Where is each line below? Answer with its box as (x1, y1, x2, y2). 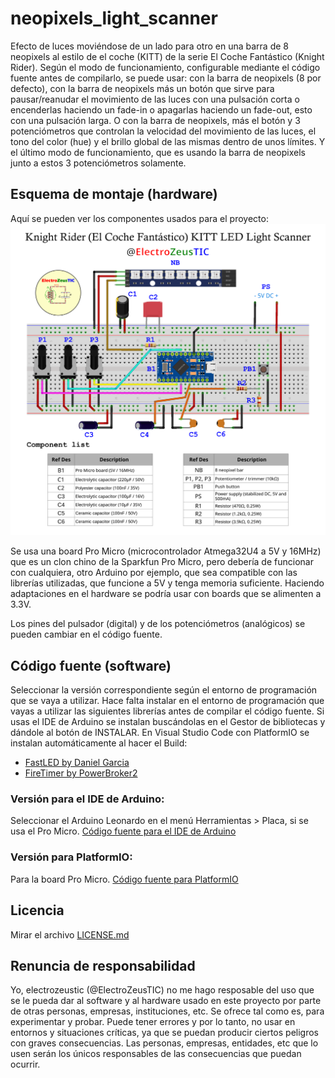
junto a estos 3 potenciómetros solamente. (10, 157, 187, 169)
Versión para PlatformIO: (10, 850, 133, 864)
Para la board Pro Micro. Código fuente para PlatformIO (10, 873, 239, 885)
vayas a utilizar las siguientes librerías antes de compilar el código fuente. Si (10, 705, 325, 717)
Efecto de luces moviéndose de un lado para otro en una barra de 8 (10, 40, 289, 52)
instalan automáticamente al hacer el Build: (10, 737, 188, 749)
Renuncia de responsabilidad (10, 957, 196, 974)
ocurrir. (10, 1058, 41, 1071)
